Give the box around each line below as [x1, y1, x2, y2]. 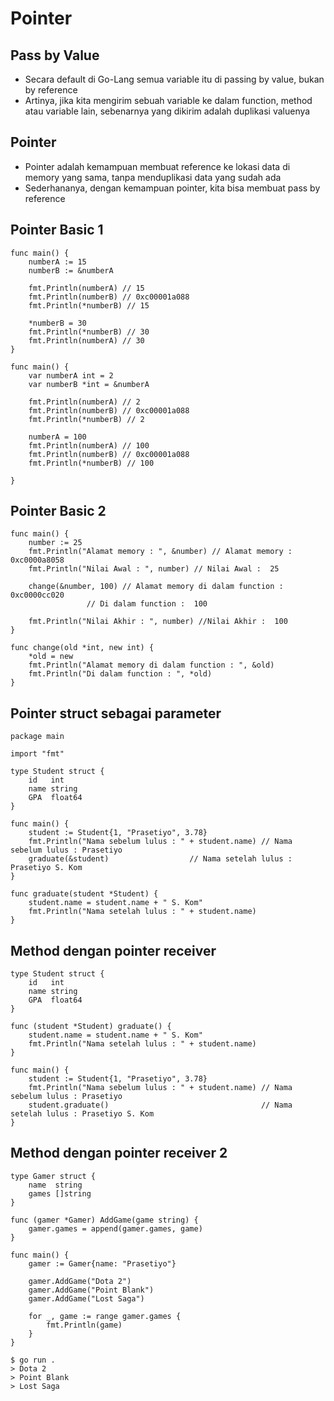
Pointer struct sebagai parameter [10, 705, 222, 722]
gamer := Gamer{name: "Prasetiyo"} [28, 1258, 177, 1269]
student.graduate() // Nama [28, 1100, 293, 1111]
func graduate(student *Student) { [10, 889, 159, 899]
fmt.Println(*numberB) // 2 [28, 414, 145, 424]
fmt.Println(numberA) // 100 [28, 440, 150, 451]
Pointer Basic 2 [10, 503, 107, 520]
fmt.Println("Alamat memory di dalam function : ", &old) [28, 660, 275, 671]
